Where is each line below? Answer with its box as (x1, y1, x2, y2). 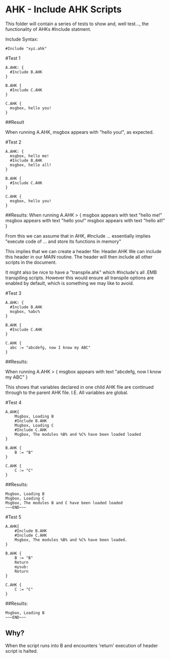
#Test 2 (5, 139, 22, 145)
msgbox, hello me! (10, 153, 50, 158)
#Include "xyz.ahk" (5, 46, 47, 51)
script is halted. (5, 648, 38, 654)
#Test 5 (5, 513, 22, 520)
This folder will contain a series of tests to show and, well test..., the (5, 21, 149, 27)
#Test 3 (5, 290, 22, 296)
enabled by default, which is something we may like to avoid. (5, 280, 135, 286)
